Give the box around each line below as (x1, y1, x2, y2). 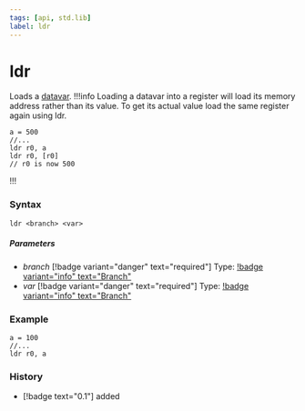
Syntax (9, 198, 42, 211)
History (9, 370, 44, 383)
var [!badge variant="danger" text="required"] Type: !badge (22, 280, 249, 291)
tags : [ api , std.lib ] (9, 13, 92, 23)
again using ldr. (9, 110, 67, 121)
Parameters (9, 238, 56, 249)
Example (9, 313, 49, 326)
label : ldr (9, 22, 51, 31)
